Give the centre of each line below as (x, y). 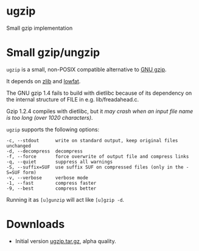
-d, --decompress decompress (45, 151)
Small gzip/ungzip (53, 53)
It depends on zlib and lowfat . (44, 81)
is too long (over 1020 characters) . (50, 117)
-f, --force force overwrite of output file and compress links (98, 156)
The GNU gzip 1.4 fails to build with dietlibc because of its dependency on (99, 93)
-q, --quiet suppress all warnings (60, 162)
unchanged (19, 146)
